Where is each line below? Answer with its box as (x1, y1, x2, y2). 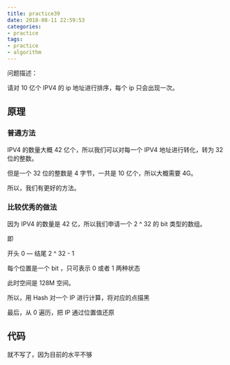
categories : (7, 23, 42, 30)
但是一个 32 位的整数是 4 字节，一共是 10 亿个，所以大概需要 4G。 (7, 169, 197, 177)
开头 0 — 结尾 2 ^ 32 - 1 (7, 249, 75, 257)
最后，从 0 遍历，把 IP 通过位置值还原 (7, 308, 115, 316)
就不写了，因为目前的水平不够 (7, 350, 92, 358)
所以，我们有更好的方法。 (7, 183, 80, 192)
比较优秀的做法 (7, 203, 57, 212)
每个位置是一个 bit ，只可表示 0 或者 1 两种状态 (7, 264, 141, 272)
